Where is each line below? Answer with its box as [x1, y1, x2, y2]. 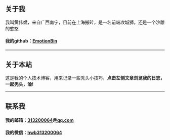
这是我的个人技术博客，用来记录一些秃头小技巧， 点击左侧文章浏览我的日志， [5, 75, 165, 81]
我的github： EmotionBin [5, 38, 57, 44]
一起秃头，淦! [5, 81, 34, 87]
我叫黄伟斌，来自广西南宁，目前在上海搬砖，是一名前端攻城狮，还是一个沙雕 [5, 19, 165, 25]
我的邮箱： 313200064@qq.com [5, 117, 74, 123]
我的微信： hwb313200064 [5, 129, 62, 135]
